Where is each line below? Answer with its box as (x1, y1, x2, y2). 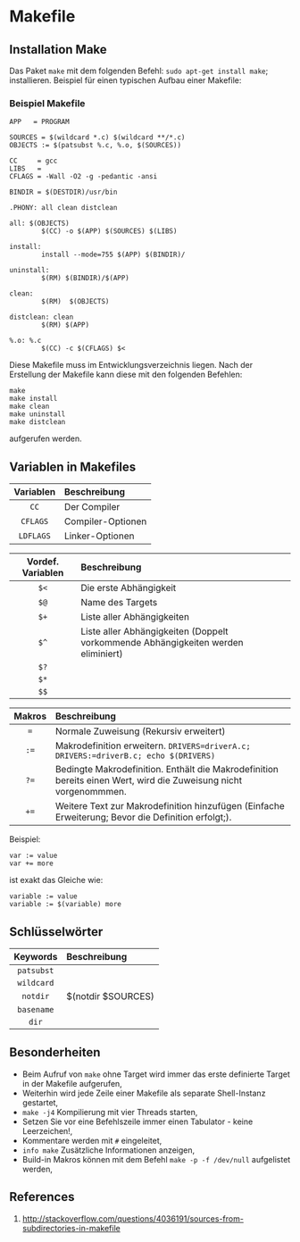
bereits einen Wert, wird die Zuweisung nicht (54, 774, 243, 787)
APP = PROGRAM (9, 118, 70, 127)
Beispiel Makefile (9, 96, 86, 109)
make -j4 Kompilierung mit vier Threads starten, (21, 1106, 198, 1117)
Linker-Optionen (63, 529, 135, 542)
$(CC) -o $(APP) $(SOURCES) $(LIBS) (41, 227, 178, 236)
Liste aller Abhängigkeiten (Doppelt (79, 625, 229, 638)
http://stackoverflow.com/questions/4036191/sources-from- (21, 1213, 244, 1224)
